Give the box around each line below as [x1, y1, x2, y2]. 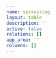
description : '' [6, 20, 47, 26]
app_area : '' [6, 37, 40, 43]
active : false [6, 25, 43, 32]
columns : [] [6, 43, 37, 49]
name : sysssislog [6, 8, 51, 15]
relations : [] [6, 31, 43, 37]
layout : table [6, 14, 43, 21]
